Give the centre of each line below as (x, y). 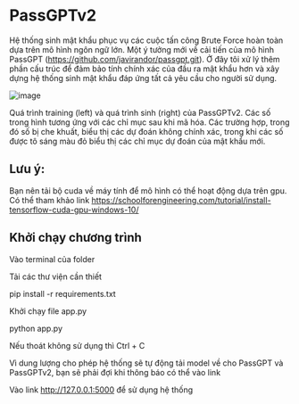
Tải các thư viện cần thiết (56, 276)
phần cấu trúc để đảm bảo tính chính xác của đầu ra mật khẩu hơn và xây (144, 69)
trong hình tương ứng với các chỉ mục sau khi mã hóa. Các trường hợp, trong (149, 122)
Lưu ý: (27, 169)
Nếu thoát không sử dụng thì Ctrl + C (77, 345)
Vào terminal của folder (52, 259)
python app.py (36, 328)
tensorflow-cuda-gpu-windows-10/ (74, 210)
